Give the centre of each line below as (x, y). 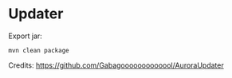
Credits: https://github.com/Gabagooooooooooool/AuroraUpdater (116, 65)
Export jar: (25, 36)
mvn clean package (39, 50)
